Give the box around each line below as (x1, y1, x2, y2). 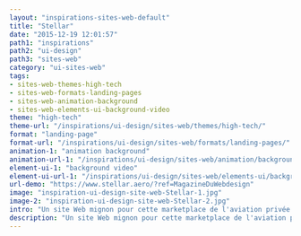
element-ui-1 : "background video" (9, 163, 139, 172)
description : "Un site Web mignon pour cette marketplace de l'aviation (9, 213, 287, 223)
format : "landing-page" (9, 130, 99, 139)
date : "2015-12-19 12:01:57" (9, 30, 118, 39)
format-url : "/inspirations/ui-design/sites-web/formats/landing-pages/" (9, 138, 291, 147)
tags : (9, 72, 30, 81)
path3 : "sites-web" (9, 55, 82, 64)
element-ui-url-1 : (9, 171, 78, 180)
